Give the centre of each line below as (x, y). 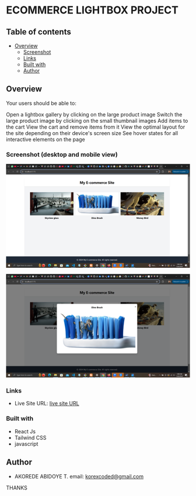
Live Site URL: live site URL (47, 404)
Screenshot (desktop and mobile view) (62, 154)
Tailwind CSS (30, 438)
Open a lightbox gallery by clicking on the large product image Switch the (94, 114)
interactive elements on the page (46, 139)
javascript (26, 444)
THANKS (17, 488)
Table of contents (38, 32)
